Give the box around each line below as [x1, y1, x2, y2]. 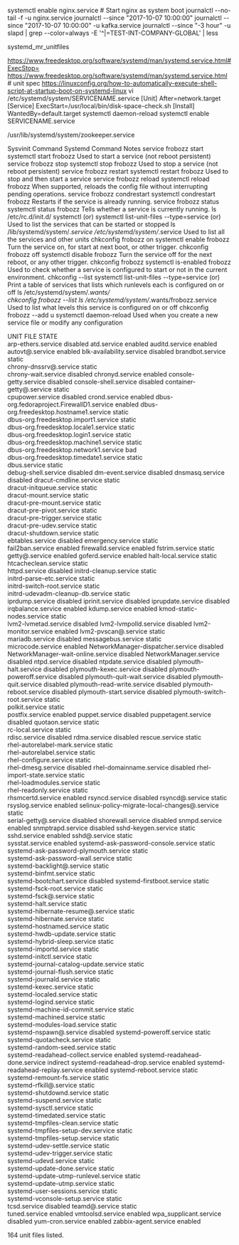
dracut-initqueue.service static [7, 483, 97, 492]
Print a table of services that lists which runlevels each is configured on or [7, 280, 225, 289]
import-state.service [7, 771, 68, 779]
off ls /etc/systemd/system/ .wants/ [7, 288, 110, 296]
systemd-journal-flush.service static [7, 967, 114, 976]
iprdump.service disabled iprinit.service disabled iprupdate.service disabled [7, 597, 230, 605]
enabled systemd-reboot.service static [84, 1066, 198, 1074]
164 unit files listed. [7, 1231, 64, 1239]
